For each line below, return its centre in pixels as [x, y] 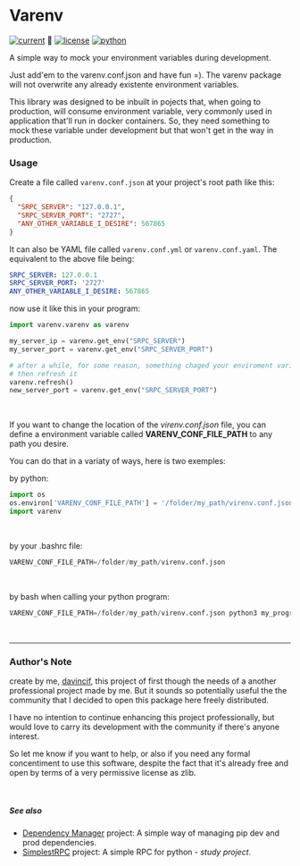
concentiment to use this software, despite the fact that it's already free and [149, 763]
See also [26, 811]
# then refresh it [43, 374]
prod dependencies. [59, 842]
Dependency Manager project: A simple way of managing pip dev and [150, 833]
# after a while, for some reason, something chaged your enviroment [142, 366]
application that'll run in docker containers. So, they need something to [140, 121]
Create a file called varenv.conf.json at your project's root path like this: [142, 182]
